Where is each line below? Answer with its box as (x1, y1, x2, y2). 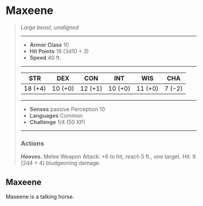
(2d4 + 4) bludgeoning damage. (20, 159, 101, 167)
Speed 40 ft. (29, 54, 62, 61)
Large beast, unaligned (20, 24, 79, 31)
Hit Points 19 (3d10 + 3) (29, 47, 89, 55)
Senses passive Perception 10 (29, 105, 105, 113)
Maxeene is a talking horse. (5, 193, 75, 201)
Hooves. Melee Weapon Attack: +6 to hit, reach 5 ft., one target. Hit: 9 (20, 153, 196, 161)
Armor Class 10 (29, 41, 69, 48)
